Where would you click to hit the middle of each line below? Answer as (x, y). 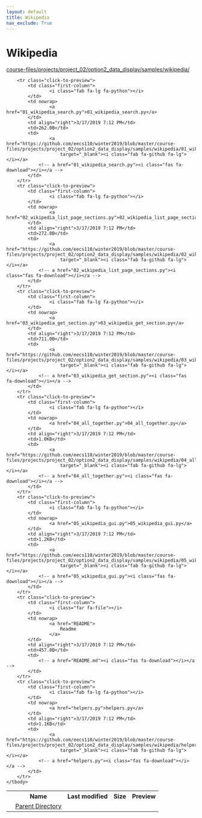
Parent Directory (38, 807)
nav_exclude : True (29, 23)
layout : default (26, 12)
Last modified (87, 796)
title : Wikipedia (28, 17)
